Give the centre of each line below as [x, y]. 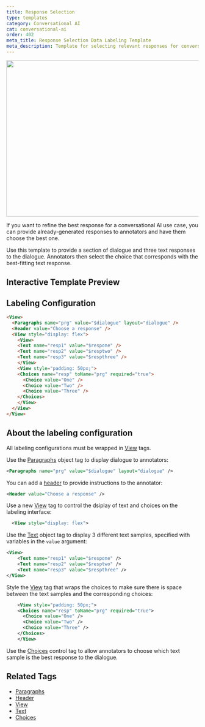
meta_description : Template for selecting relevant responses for [92, 47]
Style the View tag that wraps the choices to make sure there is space [94, 587]
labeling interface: [29, 512]
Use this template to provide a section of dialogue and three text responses [101, 250]
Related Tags [31, 676]
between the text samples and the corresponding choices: [80, 593]
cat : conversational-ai [37, 29]
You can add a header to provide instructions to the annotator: [85, 483]
